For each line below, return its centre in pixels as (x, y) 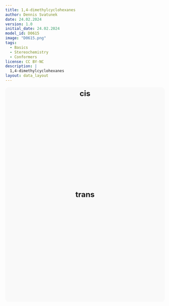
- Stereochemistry (29, 52)
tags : (11, 43)
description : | (21, 66)
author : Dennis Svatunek (31, 15)
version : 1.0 (19, 24)
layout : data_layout (27, 76)
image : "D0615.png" (26, 38)
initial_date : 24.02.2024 (32, 29)
